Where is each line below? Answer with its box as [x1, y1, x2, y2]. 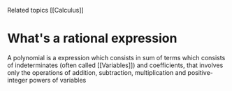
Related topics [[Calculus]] [7, 6, 84, 14]
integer [7, 76, 28, 84]
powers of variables [29, 76, 87, 84]
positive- [187, 68, 213, 76]
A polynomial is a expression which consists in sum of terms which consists [7, 53, 226, 62]
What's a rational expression [7, 31, 177, 46]
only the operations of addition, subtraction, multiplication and [7, 68, 187, 76]
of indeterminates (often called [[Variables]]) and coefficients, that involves [7, 61, 224, 69]
